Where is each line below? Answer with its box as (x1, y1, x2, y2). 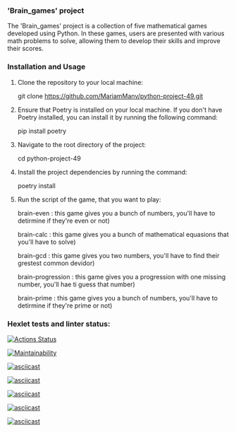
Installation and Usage (7, 62, 86, 72)
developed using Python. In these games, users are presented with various (7, 29, 225, 37)
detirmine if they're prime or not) (17, 301, 113, 310)
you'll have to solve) (17, 238, 76, 246)
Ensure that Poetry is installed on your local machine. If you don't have (17, 105, 223, 114)
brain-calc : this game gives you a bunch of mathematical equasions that (17, 230, 229, 238)
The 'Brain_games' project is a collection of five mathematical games (7, 22, 208, 30)
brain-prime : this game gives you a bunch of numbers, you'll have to (17, 293, 218, 302)
